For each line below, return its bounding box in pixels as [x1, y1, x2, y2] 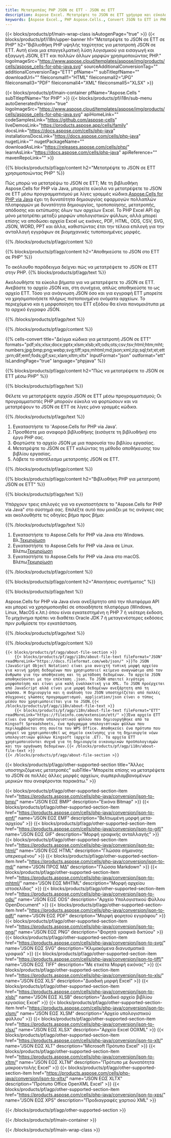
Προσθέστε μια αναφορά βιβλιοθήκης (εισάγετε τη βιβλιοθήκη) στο [12, 429, 157, 435]
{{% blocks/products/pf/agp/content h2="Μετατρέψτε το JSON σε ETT [5, 164, 156, 171]
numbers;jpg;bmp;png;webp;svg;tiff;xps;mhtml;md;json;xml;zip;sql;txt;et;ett [5, 347, 165, 353]
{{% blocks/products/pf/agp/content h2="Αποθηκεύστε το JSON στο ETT [5, 249, 160, 255]
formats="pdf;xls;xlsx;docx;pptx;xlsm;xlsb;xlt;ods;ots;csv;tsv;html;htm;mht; [5, 342, 164, 348]
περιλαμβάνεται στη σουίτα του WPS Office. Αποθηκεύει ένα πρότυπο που [5, 726, 160, 731]
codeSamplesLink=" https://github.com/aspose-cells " [5, 117, 117, 123]
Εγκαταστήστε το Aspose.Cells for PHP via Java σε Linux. [12, 542, 134, 549]
